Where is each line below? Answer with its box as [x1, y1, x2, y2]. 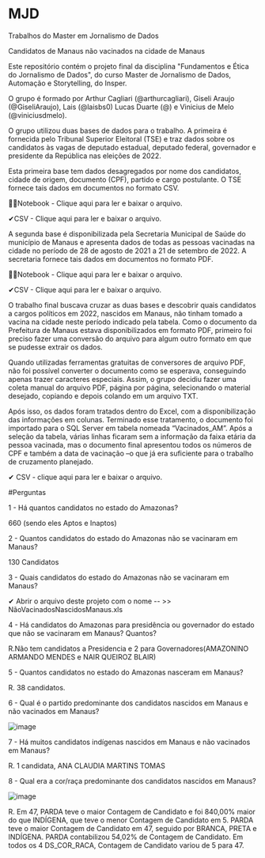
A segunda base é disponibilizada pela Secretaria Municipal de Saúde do [8, 229, 247, 238]
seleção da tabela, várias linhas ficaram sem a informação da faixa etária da [8, 432, 256, 441]
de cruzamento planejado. [8, 456, 93, 467]
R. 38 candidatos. [8, 682, 66, 692]
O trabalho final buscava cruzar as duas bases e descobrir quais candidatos [8, 300, 257, 309]
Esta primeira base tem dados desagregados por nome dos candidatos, [8, 166, 242, 176]
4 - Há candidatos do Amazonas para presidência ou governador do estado [8, 620, 255, 629]
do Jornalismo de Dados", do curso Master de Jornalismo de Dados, [8, 70, 232, 79]
